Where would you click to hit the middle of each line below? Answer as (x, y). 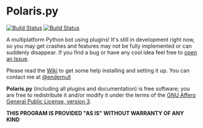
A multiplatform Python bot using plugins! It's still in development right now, (101, 39)
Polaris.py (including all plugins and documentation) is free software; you (98, 88)
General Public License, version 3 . (49, 101)
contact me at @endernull (38, 77)
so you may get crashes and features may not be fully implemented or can (99, 46)
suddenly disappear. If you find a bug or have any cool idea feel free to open (102, 52)
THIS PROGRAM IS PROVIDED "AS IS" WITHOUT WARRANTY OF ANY (95, 113)
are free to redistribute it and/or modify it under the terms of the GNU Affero (101, 95)
